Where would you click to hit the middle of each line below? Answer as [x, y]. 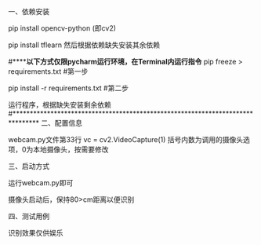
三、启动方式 [29, 166]
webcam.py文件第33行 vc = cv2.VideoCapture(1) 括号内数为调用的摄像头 [126, 139]
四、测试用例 [29, 216]
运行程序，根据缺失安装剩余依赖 [60, 105]
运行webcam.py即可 [41, 183]
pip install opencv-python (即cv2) [62, 28]
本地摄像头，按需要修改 [71, 149]
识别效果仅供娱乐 [36, 233]
